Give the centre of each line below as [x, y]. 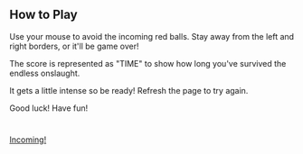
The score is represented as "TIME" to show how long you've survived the [148, 63]
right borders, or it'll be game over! [74, 46]
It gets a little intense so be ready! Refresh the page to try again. [129, 90]
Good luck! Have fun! [49, 108]
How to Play [44, 15]
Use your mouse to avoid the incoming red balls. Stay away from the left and [152, 36]
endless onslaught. [45, 73]
